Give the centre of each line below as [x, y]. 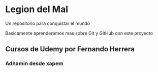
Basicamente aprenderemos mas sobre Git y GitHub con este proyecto [79, 33]
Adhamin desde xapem [34, 63]
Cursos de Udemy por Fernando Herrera [70, 49]
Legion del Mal [37, 9]
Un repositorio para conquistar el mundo [48, 23]
